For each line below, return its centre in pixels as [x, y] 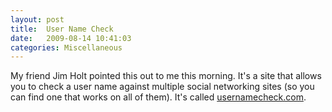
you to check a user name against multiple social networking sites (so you [162, 87]
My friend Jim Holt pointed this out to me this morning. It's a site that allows [166, 76]
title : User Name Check [62, 29]
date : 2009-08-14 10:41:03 [71, 38]
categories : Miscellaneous [66, 47]
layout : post [37, 19]
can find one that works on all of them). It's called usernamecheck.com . [158, 97]
